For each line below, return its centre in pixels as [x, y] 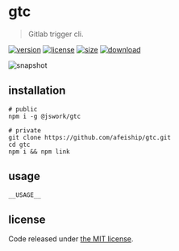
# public [23, 109]
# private [25, 130]
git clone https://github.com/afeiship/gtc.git [90, 137]
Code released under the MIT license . [71, 239]
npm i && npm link [39, 152]
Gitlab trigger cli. [56, 34]
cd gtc [19, 144]
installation [37, 91]
